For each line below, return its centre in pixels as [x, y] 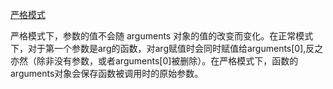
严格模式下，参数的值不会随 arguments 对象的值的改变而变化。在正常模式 [162, 36]
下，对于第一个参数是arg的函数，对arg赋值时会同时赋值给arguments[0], [158, 48]
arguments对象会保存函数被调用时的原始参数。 [107, 73]
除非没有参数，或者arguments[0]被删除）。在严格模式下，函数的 [167, 61]
